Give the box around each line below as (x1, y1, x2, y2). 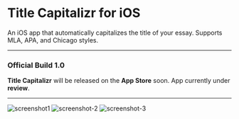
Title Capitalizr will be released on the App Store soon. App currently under (7, 76, 230, 85)
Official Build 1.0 (7, 60, 65, 70)
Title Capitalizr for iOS (7, 5, 141, 21)
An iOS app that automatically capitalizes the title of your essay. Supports (7, 28, 223, 37)
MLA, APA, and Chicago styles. (7, 35, 98, 44)
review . (7, 84, 30, 93)
